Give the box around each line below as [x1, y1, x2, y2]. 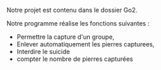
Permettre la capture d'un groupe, [16, 33, 115, 41]
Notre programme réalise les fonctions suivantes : [6, 19, 150, 27]
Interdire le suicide [16, 48, 70, 55]
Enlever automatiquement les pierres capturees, [16, 40, 155, 48]
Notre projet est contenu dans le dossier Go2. [6, 6, 138, 14]
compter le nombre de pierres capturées [16, 55, 133, 63]
